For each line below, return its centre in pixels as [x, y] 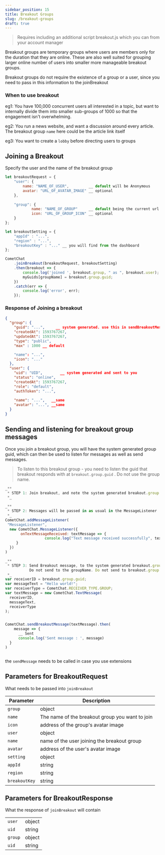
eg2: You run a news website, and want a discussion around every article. [80, 126]
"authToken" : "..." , [35, 391]
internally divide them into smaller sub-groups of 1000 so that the [71, 111]
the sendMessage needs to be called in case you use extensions [68, 661]
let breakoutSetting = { [30, 232]
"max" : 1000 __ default [39, 346]
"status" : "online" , [35, 378]
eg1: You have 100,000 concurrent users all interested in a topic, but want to [82, 106]
